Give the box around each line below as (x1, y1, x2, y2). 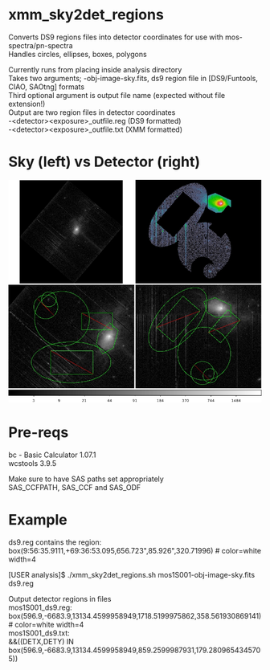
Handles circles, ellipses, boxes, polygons (8, 49, 147, 59)
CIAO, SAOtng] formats (8, 82, 85, 92)
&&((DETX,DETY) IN (8, 636, 75, 646)
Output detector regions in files (8, 594, 112, 603)
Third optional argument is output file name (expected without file (8, 90, 226, 100)
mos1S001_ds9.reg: (8, 603, 72, 612)
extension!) (8, 99, 46, 108)
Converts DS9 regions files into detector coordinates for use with (8, 32, 223, 42)
